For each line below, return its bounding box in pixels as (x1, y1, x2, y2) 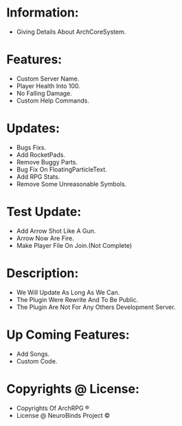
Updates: (6, 120, 60, 136)
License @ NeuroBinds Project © (16, 411, 111, 419)
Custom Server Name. (16, 74, 80, 83)
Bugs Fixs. (16, 143, 46, 151)
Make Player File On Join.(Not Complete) (16, 241, 132, 249)
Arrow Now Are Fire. (16, 234, 75, 242)
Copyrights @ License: (6, 381, 140, 396)
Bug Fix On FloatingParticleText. (16, 165, 107, 173)
